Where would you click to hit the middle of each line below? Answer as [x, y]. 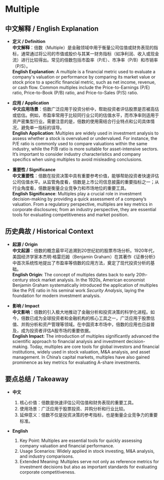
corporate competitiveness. [48, 472]
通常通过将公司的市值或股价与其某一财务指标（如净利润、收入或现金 [90, 54]
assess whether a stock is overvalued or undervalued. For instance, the [85, 138]
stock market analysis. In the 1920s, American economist [87, 280]
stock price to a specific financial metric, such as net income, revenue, [84, 82]
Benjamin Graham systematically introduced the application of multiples [85, 285]
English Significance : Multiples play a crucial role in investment [77, 194]
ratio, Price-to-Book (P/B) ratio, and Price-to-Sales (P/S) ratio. [75, 93]
